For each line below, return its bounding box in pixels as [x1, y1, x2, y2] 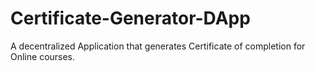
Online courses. [10, 50, 76, 62]
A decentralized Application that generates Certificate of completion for [10, 40, 306, 52]
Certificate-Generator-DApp [10, 7, 251, 30]
